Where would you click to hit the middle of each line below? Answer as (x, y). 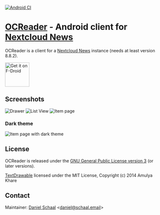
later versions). (20, 166)
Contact (17, 196)
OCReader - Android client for (66, 27)
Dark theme (19, 123)
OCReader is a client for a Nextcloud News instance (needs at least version (80, 50)
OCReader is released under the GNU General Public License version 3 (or (79, 161)
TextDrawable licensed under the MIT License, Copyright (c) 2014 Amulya (79, 175)
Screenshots (25, 99)
